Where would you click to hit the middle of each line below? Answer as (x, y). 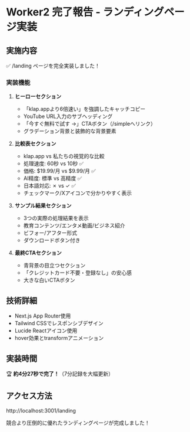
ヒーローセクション (38, 96)
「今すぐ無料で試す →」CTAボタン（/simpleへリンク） (89, 124)
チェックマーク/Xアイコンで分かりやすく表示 (78, 193)
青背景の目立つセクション (54, 266)
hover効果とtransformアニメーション (59, 338)
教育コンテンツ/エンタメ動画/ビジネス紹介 (74, 225)
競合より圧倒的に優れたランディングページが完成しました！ (78, 423)
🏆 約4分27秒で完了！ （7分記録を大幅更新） (60, 374)
